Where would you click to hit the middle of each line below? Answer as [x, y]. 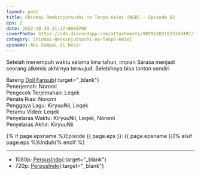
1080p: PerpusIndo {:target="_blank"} [60, 159]
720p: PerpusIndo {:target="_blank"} [60, 165]
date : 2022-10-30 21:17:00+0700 [46, 28]
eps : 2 [14, 23]
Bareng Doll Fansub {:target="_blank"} [53, 80]
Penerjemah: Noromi [31, 86]
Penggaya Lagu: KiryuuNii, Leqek [47, 105]
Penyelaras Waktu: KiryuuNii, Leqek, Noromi [61, 118]
